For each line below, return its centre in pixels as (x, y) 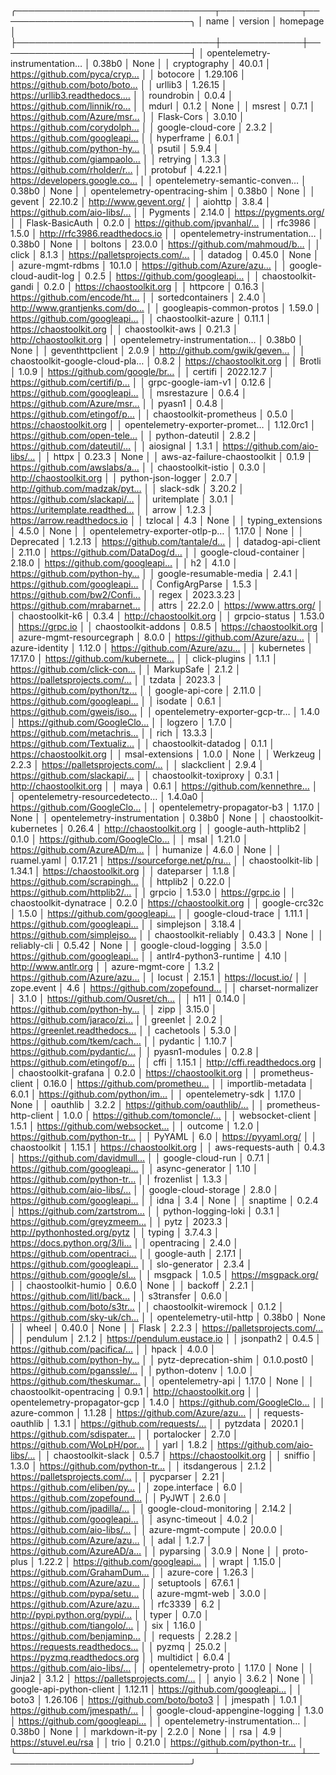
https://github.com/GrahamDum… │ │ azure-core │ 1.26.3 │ (133, 1572)
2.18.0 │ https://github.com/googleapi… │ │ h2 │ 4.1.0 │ (124, 563)
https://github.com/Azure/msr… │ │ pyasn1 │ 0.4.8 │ (118, 403)
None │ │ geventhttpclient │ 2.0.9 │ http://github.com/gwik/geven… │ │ (158, 350)
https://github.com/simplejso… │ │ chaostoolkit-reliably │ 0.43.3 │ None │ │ (167, 934)
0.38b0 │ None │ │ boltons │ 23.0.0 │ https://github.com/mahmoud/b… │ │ (165, 244)
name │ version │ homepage (265, 21)
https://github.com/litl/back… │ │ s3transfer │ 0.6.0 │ (120, 1296)
